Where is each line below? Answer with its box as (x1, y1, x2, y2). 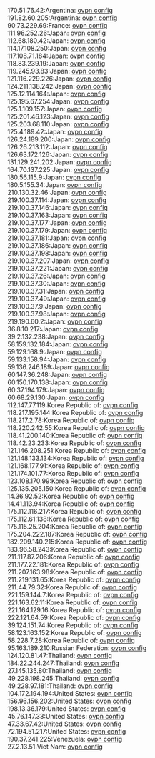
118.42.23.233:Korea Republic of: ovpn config (7, 439, 141, 447)
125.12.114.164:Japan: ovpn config (7, 89, 106, 98)
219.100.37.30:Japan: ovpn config (7, 279, 106, 288)
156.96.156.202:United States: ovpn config (7, 697, 132, 705)
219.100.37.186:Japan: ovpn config (7, 241, 109, 249)
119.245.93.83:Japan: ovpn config (7, 67, 107, 75)
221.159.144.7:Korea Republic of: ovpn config (7, 591, 139, 599)
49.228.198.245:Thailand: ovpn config (7, 674, 119, 682)
